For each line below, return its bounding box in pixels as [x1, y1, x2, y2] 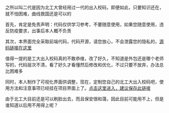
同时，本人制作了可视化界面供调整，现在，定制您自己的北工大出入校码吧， [5, 79, 159, 85]
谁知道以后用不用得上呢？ [5, 102, 58, 108]
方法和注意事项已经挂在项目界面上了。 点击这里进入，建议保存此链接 [9, 85, 151, 91]
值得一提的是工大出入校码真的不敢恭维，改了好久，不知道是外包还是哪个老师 [5, 55, 164, 62]
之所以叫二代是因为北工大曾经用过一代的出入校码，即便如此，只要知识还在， [5, 5, 164, 10]
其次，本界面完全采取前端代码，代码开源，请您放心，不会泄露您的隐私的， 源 [5, 38, 164, 44]
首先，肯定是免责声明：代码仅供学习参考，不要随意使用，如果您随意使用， [5, 22, 159, 27]
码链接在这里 [5, 45, 32, 50]
